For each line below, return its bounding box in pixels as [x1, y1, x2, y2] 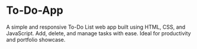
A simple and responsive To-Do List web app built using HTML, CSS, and [6, 23, 186, 30]
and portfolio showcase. [6, 36, 66, 43]
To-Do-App [6, 4, 64, 17]
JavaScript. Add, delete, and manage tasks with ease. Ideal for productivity [6, 29, 191, 36]
